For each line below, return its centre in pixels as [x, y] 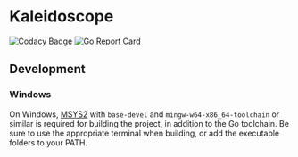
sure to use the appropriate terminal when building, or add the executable [145, 133]
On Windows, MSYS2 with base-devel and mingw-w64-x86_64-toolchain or [145, 114]
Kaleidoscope [62, 17]
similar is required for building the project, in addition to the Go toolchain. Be [149, 123]
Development [48, 69]
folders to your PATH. [48, 142]
